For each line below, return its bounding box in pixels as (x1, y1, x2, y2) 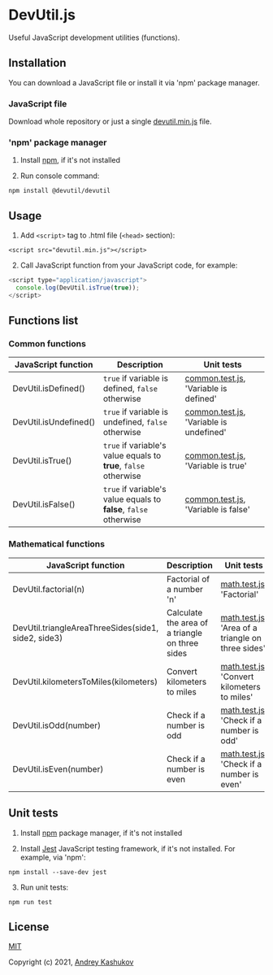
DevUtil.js (8, 6, 76, 24)
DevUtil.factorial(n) (12, 583, 85, 594)
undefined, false (102, 416, 168, 428)
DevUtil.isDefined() (12, 383, 85, 394)
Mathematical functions (8, 538, 106, 550)
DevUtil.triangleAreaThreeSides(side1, (12, 622, 159, 633)
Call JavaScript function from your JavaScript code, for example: (19, 260, 238, 270)
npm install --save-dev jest (8, 868, 107, 876)
